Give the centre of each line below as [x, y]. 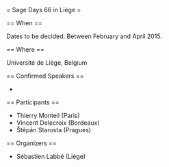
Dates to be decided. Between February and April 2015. [84, 36]
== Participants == [33, 102]
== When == [24, 23]
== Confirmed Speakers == [45, 76]
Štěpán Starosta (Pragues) [54, 130]
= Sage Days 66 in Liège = [44, 10]
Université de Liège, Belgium [47, 63]
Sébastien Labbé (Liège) [51, 156]
